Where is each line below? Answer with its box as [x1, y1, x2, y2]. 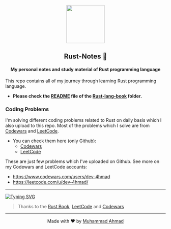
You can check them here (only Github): [12, 138, 97, 144]
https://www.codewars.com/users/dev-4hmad [12, 173, 110, 180]
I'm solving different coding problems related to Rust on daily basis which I [5, 117, 162, 123]
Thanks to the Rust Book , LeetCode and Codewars [17, 203, 124, 209]
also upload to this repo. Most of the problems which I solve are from [5, 122, 150, 128]
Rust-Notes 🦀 [64, 52, 107, 61]
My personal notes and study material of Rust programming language [10, 66, 161, 72]
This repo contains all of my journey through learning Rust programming [5, 78, 157, 84]
